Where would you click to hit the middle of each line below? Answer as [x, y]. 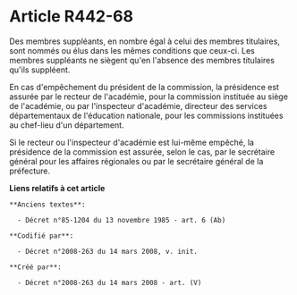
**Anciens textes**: [48, 204]
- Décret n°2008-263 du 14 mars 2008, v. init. [108, 251]
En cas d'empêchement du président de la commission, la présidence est [144, 87]
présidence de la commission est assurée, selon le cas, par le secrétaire [142, 152]
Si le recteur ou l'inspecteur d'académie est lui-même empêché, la [132, 142]
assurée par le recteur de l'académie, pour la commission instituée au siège [149, 97]
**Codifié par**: [42, 236]
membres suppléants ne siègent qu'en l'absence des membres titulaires [142, 60]
